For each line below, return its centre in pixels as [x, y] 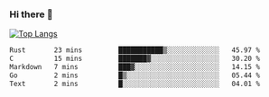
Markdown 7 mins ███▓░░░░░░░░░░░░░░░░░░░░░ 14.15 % [134, 67]
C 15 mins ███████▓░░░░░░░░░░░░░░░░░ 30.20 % [134, 59]
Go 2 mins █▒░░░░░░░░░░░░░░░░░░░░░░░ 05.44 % [134, 75]
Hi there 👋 [32, 14]
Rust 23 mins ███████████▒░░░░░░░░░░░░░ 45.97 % [134, 50]
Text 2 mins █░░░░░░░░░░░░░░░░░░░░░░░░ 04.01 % [134, 84]
